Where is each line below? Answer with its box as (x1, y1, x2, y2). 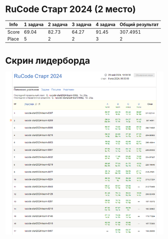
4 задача (95, 22, 116, 28)
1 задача (24, 22, 44, 28)
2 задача (47, 22, 68, 28)
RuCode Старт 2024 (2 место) (5, 4, 136, 15)
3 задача (71, 22, 92, 28)
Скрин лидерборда (5, 55, 91, 66)
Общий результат (120, 22, 159, 28)
